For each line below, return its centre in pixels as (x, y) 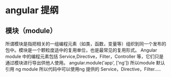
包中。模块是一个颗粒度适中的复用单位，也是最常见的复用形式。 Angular (81, 50)
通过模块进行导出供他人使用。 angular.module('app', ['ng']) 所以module (80, 63)
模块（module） (31, 31)
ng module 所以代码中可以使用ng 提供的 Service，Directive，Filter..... (88, 69)
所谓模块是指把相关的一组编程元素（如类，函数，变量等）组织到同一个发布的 (86, 44)
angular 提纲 (32, 10)
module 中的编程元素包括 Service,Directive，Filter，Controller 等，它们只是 (84, 56)
